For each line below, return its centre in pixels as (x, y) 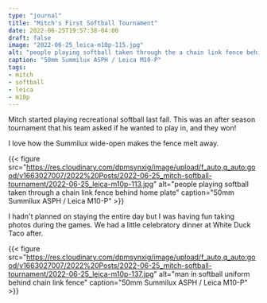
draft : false (30, 38)
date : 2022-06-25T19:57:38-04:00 (64, 30)
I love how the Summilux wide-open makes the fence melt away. (114, 143)
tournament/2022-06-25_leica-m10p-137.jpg (81, 274)
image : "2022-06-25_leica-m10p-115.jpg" (76, 45)
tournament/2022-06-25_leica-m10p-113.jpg (81, 185)
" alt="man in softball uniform (202, 274)
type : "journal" (35, 16)
